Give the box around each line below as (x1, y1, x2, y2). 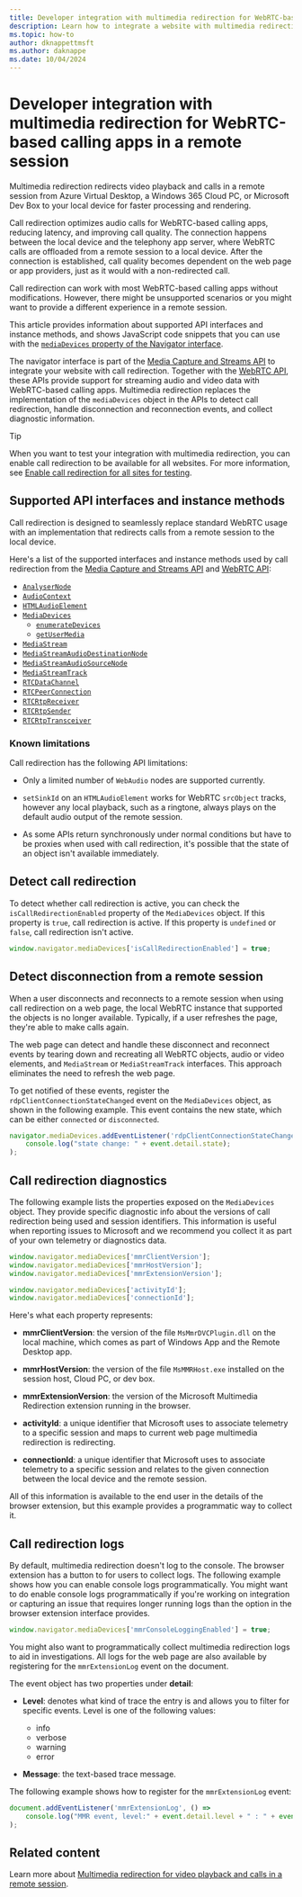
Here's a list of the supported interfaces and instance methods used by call (9, 553, 289, 564)
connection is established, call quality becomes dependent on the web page (9, 256, 292, 266)
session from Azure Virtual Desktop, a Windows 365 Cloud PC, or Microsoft (9, 190, 289, 201)
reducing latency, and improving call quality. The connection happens (9, 227, 267, 238)
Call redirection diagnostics (9, 1173, 168, 1188)
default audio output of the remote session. (22, 812, 183, 823)
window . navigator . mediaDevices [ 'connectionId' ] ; (9, 1293, 195, 1303)
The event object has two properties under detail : (9, 1678, 193, 1689)
